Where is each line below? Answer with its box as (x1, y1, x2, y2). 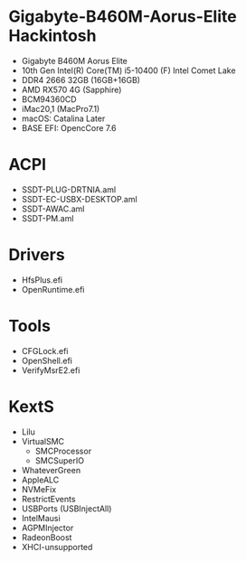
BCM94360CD (21, 93, 78, 105)
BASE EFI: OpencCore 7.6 (21, 122, 117, 133)
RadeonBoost (21, 531, 72, 543)
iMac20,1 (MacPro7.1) (21, 103, 100, 114)
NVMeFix (21, 483, 57, 494)
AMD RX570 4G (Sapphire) (21, 84, 122, 95)
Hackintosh (8, 25, 97, 46)
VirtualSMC (21, 435, 65, 446)
